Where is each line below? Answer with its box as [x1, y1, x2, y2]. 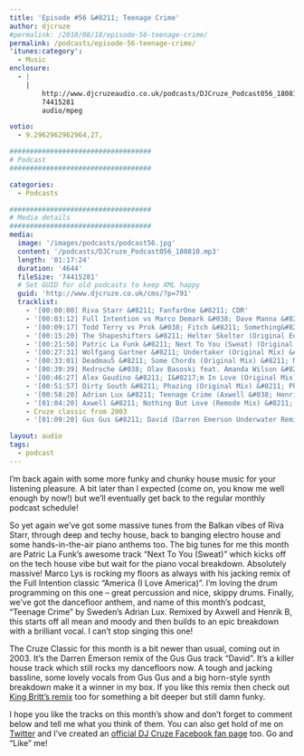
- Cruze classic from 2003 [25, 407, 128, 416]
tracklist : [17, 298, 59, 307]
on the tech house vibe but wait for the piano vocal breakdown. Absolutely [9, 558, 287, 569]
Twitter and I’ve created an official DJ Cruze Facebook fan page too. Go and [9, 728, 294, 739]
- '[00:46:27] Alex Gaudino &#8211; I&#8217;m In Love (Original [25, 373, 278, 382]
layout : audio [9, 432, 63, 441]
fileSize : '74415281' [17, 273, 100, 282]
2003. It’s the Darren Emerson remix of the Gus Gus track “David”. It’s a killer [9, 653, 295, 664]
